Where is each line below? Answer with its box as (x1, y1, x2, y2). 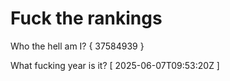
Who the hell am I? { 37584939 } (10, 40, 145, 52)
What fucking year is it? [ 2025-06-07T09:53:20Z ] (10, 59, 220, 71)
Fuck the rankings (10, 7, 163, 30)
